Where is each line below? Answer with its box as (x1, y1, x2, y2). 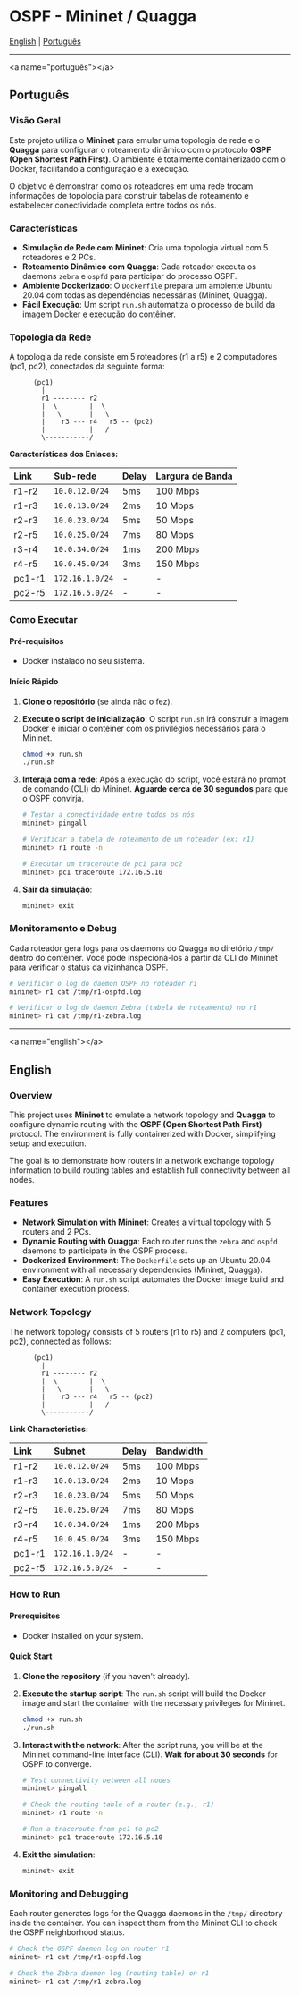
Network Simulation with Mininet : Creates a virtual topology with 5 (21, 1217, 271, 1227)
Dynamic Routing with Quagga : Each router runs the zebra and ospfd (21, 1236, 279, 1247)
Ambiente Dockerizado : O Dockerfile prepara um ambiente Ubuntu (21, 280, 273, 291)
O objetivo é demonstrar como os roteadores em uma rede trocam (9, 181, 254, 191)
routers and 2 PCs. (21, 1227, 92, 1237)
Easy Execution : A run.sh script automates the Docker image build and (21, 1274, 284, 1285)
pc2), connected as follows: (9, 1336, 112, 1346)
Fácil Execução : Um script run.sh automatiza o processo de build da (21, 299, 276, 310)
